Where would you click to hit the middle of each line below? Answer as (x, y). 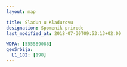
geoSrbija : (20, 50)
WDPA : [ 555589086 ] (29, 44)
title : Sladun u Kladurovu (40, 22)
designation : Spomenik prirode (45, 28)
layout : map (21, 12)
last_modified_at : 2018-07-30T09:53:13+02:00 (63, 33)
